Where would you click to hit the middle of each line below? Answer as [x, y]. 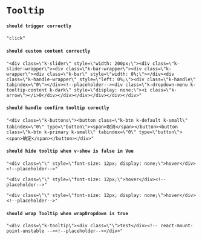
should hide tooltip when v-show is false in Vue [70, 151]
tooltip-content [27, 90]
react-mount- [177, 226]
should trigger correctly [39, 26]
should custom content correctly [48, 51]
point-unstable [25, 231]
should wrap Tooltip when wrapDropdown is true [67, 213]
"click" [16, 38]
